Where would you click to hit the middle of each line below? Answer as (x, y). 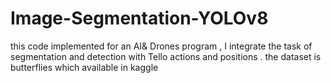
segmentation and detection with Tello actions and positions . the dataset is (166, 56)
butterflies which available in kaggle (84, 67)
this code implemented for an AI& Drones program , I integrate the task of (161, 46)
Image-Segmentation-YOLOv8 (139, 18)
